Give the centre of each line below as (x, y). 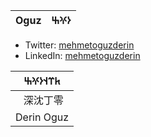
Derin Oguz (42, 117)
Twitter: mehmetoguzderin (79, 45)
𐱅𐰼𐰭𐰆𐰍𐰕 (42, 81)
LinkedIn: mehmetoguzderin (82, 55)
